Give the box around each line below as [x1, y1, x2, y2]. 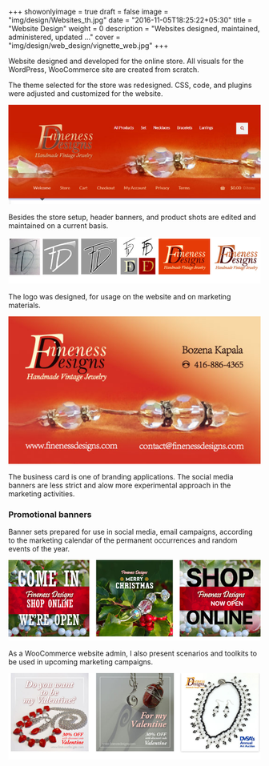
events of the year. [8, 544, 70, 554]
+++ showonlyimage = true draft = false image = [8, 7, 169, 16]
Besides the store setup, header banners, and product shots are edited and [8, 212, 256, 223]
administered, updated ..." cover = [8, 32, 121, 42]
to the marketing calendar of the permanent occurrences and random [8, 535, 238, 545]
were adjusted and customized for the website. [8, 89, 163, 98]
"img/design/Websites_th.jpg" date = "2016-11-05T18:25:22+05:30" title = [8, 15, 253, 25]
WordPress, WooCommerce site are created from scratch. [8, 65, 200, 74]
